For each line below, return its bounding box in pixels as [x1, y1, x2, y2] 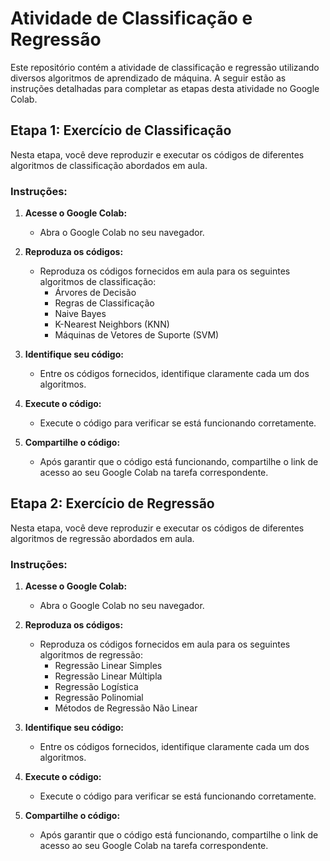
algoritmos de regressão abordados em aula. [10, 532, 195, 544]
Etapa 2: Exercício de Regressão [10, 495, 215, 512]
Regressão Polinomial [54, 692, 144, 704]
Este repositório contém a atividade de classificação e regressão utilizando [10, 61, 320, 73]
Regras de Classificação [54, 297, 155, 309]
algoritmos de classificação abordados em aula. [10, 159, 208, 171]
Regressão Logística [54, 681, 139, 693]
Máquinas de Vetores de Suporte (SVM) [54, 329, 220, 341]
